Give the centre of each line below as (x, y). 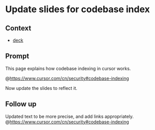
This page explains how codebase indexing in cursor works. (68, 68)
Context (18, 28)
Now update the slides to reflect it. (41, 88)
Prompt (17, 56)
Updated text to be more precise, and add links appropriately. (69, 116)
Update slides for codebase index (77, 9)
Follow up (21, 104)
